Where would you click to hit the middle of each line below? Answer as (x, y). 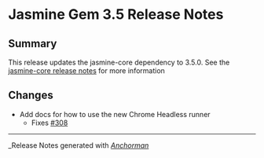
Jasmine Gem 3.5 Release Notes (116, 15)
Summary (33, 44)
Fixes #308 (49, 123)
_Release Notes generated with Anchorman (79, 145)
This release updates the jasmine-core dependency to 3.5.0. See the (119, 62)
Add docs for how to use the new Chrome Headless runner (115, 114)
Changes (31, 96)
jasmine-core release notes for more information (86, 71)
